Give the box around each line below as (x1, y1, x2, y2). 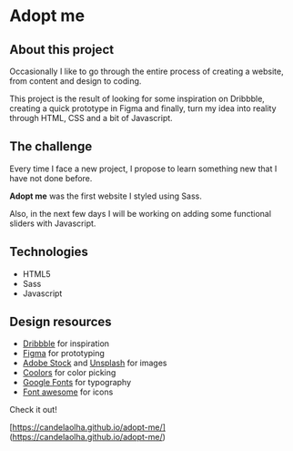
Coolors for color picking (22, 367, 116, 378)
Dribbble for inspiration (22, 338, 110, 349)
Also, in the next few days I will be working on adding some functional (9, 208, 271, 219)
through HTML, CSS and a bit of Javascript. (9, 113, 173, 123)
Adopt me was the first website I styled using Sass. (9, 190, 202, 201)
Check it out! (9, 405, 57, 415)
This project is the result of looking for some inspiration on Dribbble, (9, 93, 266, 104)
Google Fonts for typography (22, 377, 132, 388)
